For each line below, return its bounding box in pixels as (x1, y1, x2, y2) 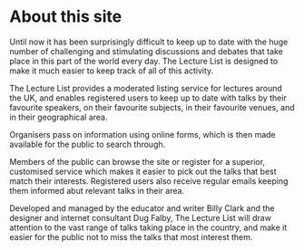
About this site (9, 6, 123, 27)
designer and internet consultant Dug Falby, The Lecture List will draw (9, 212, 272, 223)
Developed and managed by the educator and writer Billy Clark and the (9, 202, 275, 214)
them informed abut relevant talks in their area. (9, 185, 184, 196)
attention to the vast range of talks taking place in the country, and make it (9, 222, 288, 233)
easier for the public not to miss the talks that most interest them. (9, 231, 253, 242)
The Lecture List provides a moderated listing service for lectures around (9, 82, 283, 93)
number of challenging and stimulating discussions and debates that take (9, 45, 283, 56)
